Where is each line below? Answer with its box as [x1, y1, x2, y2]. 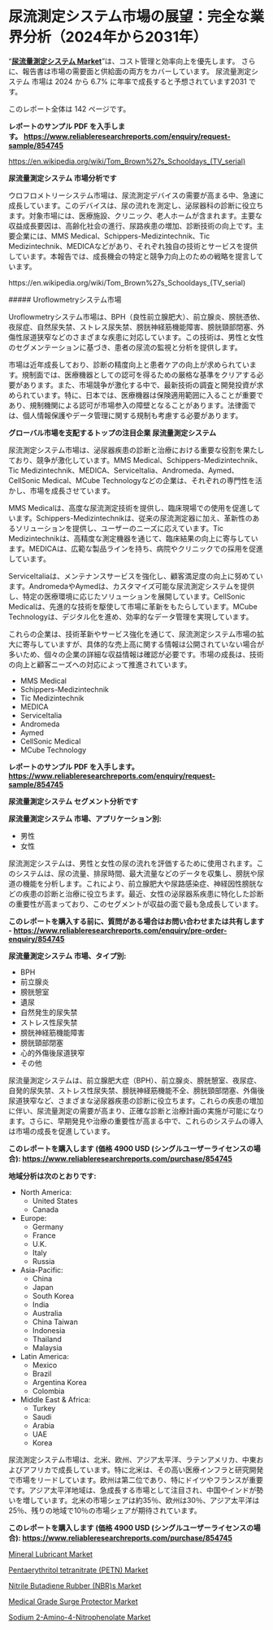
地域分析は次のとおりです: [8, 1170, 97, 1180]
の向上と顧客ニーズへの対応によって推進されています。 [8, 660, 193, 669]
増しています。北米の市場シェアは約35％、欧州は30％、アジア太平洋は [22, 1495, 260, 1505]
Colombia [32, 1386, 65, 1396]
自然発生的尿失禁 [19, 1007, 78, 1017]
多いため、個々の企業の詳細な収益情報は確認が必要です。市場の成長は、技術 [8, 649, 264, 659]
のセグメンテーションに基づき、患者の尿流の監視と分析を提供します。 [8, 342, 242, 352]
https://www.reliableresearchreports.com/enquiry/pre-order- [13, 925, 227, 935]
